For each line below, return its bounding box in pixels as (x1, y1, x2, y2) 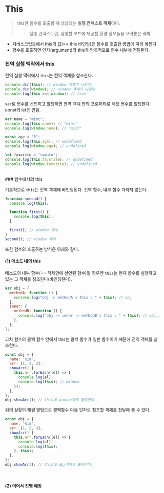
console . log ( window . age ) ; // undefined (5, 144, 86, 149)
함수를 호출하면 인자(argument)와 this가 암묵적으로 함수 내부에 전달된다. (12, 47, 150, 53)
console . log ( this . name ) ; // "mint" (5, 121, 78, 126)
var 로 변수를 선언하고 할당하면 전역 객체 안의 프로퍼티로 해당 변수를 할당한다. (5, 101, 151, 107)
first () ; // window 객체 (9, 228, 58, 233)
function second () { (5, 196, 47, 201)
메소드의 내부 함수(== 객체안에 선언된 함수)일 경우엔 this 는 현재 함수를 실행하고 (5, 270, 157, 276)
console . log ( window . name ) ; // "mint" (5, 126, 82, 130)
